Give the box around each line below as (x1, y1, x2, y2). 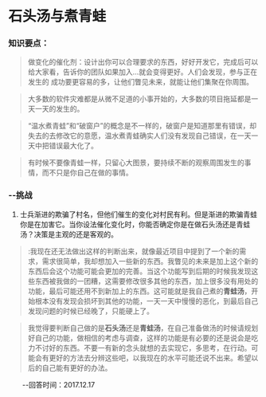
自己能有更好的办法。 (41, 363, 112, 372)
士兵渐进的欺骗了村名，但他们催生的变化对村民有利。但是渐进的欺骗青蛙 (19, 209, 257, 219)
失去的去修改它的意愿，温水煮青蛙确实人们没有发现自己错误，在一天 (27, 131, 252, 140)
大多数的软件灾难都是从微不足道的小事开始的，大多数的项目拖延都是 (27, 94, 252, 104)
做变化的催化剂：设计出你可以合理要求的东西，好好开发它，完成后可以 (27, 57, 259, 67)
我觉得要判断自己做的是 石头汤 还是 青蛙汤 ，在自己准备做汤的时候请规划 (27, 323, 259, 332)
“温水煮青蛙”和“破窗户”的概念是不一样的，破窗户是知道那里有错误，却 (27, 121, 257, 131)
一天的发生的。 (34, 104, 84, 114)
